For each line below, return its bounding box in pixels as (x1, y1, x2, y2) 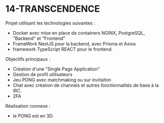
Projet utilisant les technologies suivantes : (5, 20, 96, 26)
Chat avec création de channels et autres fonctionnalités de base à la (12, 82, 159, 88)
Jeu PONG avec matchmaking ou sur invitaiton (12, 77, 112, 83)
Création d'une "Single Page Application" (12, 66, 100, 72)
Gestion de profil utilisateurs (12, 71, 73, 77)
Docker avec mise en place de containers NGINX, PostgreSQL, (12, 30, 145, 36)
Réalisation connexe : (5, 103, 50, 109)
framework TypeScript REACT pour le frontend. (12, 46, 113, 52)
